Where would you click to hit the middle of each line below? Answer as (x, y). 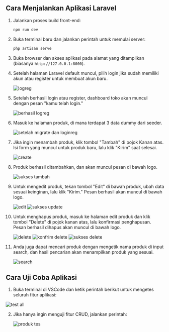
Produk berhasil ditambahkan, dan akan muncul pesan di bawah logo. (85, 167)
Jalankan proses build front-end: (47, 20)
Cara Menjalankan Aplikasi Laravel (61, 8)
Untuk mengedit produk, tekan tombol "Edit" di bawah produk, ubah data (89, 186)
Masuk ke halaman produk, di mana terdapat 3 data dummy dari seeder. (88, 123)
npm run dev (25, 30)
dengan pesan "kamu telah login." (48, 103)
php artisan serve (32, 48)
